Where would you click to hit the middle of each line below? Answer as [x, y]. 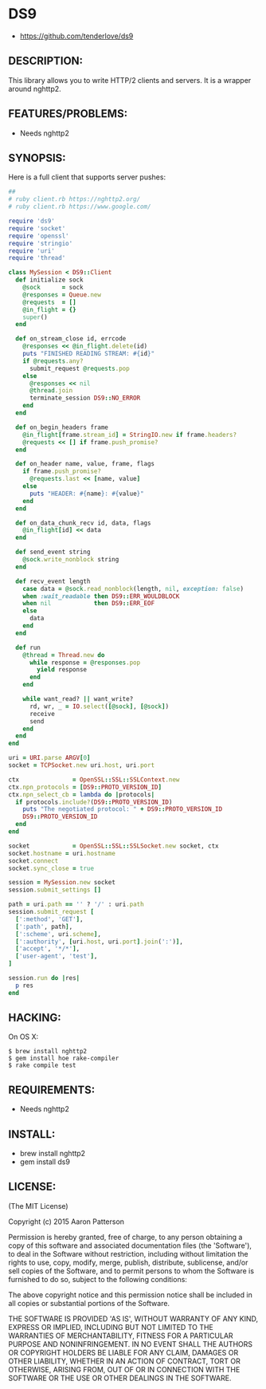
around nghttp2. [35, 89]
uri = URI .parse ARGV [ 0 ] [49, 758]
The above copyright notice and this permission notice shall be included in [130, 1295]
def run [28, 647]
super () [35, 317]
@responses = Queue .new [62, 295]
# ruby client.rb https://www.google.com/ [80, 207]
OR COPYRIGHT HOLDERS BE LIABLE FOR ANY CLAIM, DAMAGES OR [123, 1352]
